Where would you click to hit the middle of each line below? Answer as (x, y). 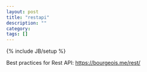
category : (19, 28)
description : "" (26, 23)
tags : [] (17, 34)
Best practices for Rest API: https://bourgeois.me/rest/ (73, 63)
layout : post (22, 12)
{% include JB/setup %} (36, 51)
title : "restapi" (28, 17)
